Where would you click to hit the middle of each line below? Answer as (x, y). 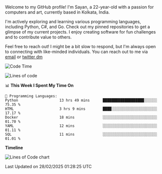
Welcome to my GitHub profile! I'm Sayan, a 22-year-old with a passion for (80, 7)
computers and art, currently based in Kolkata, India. (57, 12)
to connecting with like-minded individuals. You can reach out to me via (76, 52)
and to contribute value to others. (38, 37)
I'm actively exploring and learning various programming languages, (73, 22)
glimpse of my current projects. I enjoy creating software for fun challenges (81, 32)
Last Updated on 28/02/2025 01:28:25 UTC (49, 166)
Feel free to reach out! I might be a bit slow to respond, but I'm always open (81, 46)
